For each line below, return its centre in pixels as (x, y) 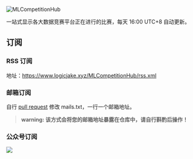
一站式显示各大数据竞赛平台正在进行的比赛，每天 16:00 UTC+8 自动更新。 (98, 22)
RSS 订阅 (19, 61)
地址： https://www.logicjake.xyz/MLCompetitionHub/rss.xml (81, 75)
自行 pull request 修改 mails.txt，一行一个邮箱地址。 (71, 107)
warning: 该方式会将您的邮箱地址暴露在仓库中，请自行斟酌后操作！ (104, 119)
